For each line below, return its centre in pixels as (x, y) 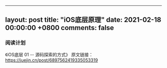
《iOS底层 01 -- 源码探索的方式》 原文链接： (49, 54)
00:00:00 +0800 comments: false (60, 28)
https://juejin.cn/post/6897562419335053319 (52, 60)
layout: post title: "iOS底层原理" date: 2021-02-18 (83, 20)
